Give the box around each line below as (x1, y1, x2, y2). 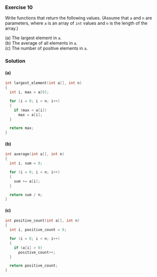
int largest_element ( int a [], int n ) (5, 80, 82, 86)
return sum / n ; (9, 192, 43, 197)
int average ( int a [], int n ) (5, 151, 65, 157)
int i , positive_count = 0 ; (9, 227, 67, 232)
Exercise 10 (5, 4, 33, 11)
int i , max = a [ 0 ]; (9, 90, 49, 95)
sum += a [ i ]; (14, 178, 41, 184)
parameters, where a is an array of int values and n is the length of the (5, 20, 148, 26)
